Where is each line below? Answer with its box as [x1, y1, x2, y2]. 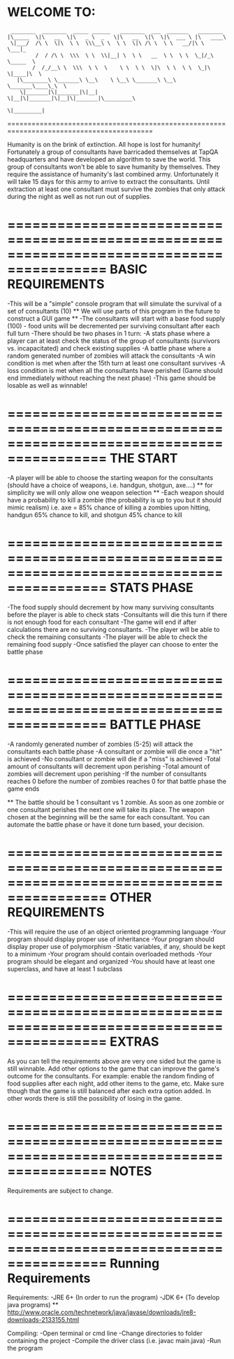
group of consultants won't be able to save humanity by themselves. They [7, 162, 221, 171]
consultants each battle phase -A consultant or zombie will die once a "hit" [7, 747, 223, 756]
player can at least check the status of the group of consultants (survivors [7, 337, 221, 345]
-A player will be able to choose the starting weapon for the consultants [7, 473, 214, 481]
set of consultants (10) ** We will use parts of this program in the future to [7, 307, 220, 315]
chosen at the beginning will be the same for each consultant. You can [7, 812, 210, 821]
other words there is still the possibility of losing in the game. [7, 1094, 182, 1102]
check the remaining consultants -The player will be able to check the [7, 633, 208, 641]
